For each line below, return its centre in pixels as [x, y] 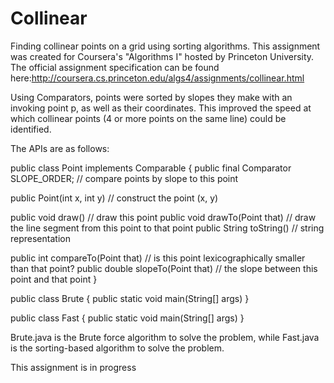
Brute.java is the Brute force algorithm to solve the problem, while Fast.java [165, 337]
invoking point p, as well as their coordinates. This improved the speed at [161, 108]
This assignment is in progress [73, 367]
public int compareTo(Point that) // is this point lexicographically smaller [158, 258]
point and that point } [54, 279]
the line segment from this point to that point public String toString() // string [167, 228]
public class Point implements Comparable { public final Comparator [151, 168]
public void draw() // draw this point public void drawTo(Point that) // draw [163, 217]
